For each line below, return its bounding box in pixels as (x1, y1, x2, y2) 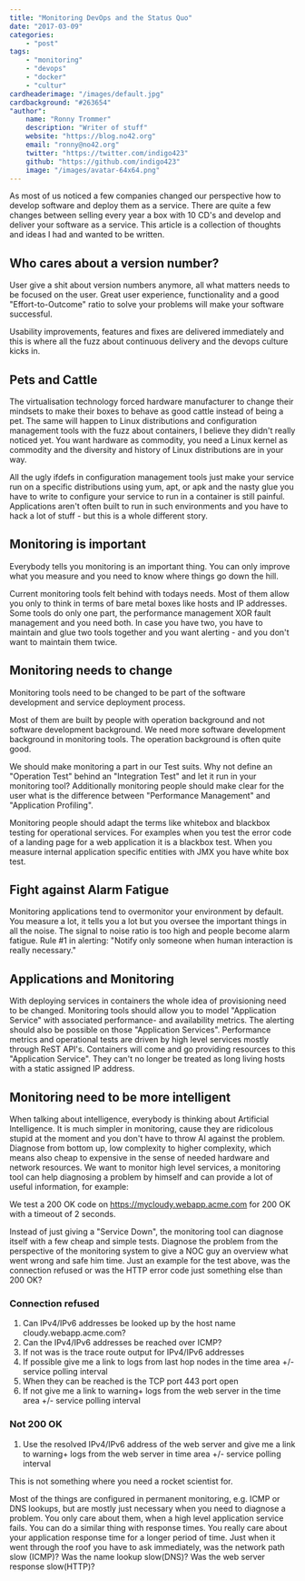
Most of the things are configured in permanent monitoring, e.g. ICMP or (9, 1493, 280, 1504)
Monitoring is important (9, 537, 147, 552)
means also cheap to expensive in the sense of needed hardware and (9, 1153, 270, 1163)
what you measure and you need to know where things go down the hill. (9, 570, 279, 581)
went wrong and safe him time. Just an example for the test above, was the (9, 1255, 290, 1266)
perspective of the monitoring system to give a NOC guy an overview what (9, 1245, 289, 1256)
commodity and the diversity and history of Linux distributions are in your (9, 445, 284, 455)
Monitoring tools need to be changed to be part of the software (9, 687, 246, 698)
